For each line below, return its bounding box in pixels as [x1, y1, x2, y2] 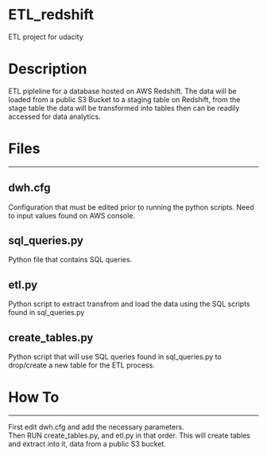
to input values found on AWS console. [8, 210, 136, 220]
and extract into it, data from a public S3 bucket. [8, 439, 167, 448]
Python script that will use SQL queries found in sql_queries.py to [8, 352, 222, 362]
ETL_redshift [8, 6, 94, 24]
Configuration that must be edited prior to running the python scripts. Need [8, 202, 254, 212]
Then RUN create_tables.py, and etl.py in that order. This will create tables [8, 430, 251, 440]
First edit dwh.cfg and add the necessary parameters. [8, 423, 184, 431]
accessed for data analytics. [8, 112, 101, 121]
